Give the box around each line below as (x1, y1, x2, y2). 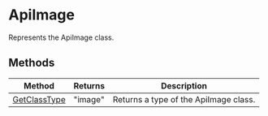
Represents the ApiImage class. (8, 32, 115, 42)
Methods (8, 56, 55, 70)
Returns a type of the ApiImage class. (112, 93, 256, 105)
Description (161, 79, 207, 91)
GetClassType (12, 93, 67, 105)
